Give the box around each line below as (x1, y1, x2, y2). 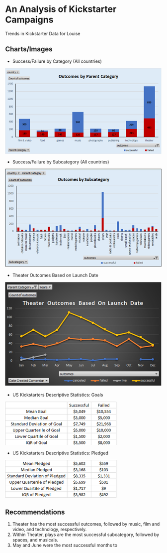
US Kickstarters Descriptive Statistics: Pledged (12, 450, 108, 456)
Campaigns (5, 14, 54, 25)
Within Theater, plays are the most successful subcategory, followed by (12, 532, 160, 538)
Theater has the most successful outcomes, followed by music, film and (12, 521, 160, 527)
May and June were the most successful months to (12, 542, 118, 549)
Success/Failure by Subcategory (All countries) (12, 158, 109, 165)
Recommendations (5, 508, 65, 516)
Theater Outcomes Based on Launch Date (12, 272, 98, 278)
